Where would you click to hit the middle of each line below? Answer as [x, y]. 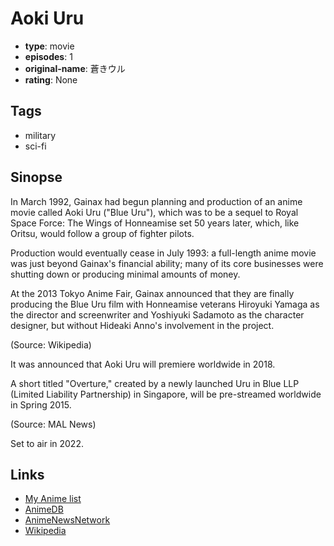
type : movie [49, 46]
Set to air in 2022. [47, 443]
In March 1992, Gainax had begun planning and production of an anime [156, 201]
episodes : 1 [48, 56]
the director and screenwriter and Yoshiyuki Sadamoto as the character [157, 314]
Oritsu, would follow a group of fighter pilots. [102, 233]
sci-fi [35, 146]
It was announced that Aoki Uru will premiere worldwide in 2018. [143, 364]
